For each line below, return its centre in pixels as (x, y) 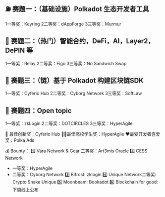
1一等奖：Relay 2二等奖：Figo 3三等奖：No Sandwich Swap (66, 63)
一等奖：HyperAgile (32, 168)
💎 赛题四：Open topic (38, 111)
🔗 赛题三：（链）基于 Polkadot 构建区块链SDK (74, 81)
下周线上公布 (25, 190)
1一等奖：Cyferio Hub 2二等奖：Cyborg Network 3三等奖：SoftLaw (74, 94)
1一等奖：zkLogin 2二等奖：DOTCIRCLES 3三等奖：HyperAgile (69, 123)
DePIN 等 (19, 50)
